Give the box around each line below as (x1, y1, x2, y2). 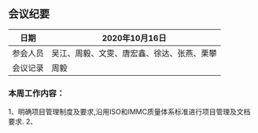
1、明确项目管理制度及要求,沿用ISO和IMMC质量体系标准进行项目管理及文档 (8, 107, 251, 117)
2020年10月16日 (101, 32, 167, 43)
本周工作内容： (8, 88, 65, 99)
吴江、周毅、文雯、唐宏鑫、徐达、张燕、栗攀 (51, 48, 218, 59)
